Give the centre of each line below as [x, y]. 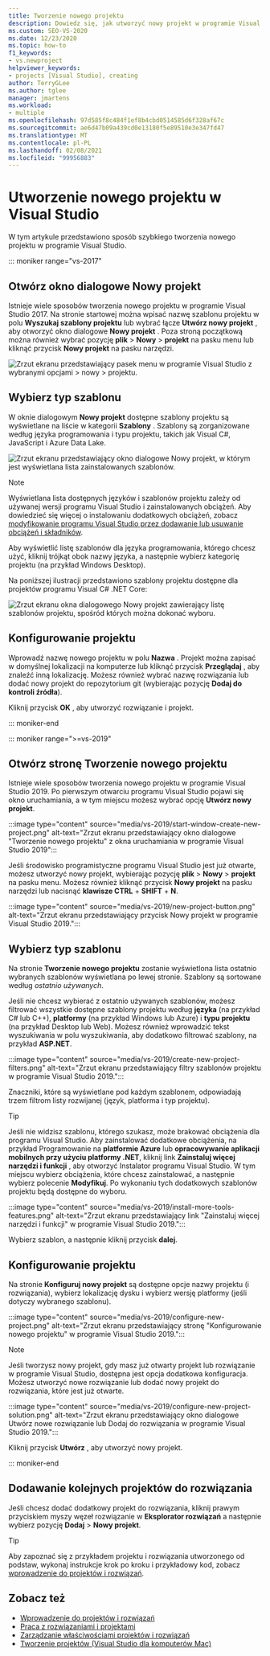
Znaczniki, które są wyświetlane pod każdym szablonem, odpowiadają [125, 1092]
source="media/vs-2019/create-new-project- [165, 1060]
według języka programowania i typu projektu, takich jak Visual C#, [120, 434]
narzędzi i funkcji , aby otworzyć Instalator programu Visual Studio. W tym [132, 1166]
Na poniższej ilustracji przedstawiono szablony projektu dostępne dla [123, 580]
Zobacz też [37, 1599]
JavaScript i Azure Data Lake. [57, 442]
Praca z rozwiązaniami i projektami [78, 1626]
